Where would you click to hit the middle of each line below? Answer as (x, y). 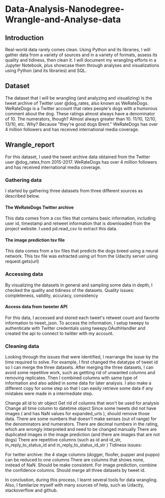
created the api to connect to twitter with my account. (59, 333)
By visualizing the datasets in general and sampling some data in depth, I (79, 285)
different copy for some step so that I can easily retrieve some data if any (79, 389)
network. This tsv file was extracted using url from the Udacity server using (82, 256)
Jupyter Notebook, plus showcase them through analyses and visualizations (82, 65)
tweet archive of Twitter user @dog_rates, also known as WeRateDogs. (77, 103)
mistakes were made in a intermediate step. (49, 393)
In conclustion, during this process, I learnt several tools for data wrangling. (82, 480)
